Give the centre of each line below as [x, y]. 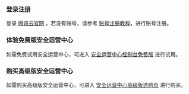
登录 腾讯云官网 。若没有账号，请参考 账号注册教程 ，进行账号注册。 [89, 23]
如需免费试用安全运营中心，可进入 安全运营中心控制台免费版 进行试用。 [94, 54]
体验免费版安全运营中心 [40, 40]
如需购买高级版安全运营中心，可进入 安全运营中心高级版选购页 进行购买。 [96, 85]
